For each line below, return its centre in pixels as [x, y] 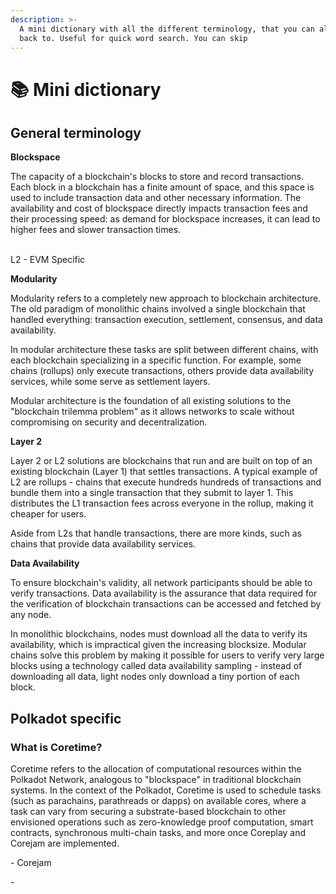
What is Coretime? [56, 747]
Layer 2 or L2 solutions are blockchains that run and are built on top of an [161, 461]
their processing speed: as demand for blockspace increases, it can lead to [165, 219]
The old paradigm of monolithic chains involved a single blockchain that [158, 309]
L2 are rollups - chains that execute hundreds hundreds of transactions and [166, 482]
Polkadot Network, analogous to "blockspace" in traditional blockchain [156, 780]
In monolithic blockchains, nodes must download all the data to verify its [159, 634]
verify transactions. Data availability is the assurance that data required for [164, 593]
